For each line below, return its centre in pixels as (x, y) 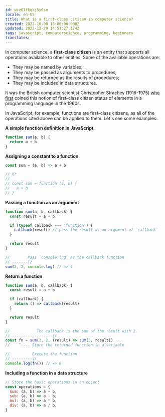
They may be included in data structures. (55, 83)
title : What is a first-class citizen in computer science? (69, 19)
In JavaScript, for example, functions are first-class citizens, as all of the (80, 113)
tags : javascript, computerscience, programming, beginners (69, 33)
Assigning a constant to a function (42, 156)
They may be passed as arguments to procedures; (64, 72)
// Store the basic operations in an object (52, 382)
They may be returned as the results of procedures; (66, 78)
